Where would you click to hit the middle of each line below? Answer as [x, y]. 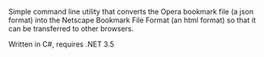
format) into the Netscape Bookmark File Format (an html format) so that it [132, 20]
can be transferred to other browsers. [71, 28]
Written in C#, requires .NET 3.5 [62, 44]
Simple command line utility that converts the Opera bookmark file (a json [131, 12]
